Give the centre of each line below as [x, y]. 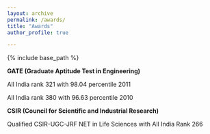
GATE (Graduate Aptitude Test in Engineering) [74, 71]
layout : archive [30, 13]
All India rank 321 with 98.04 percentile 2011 [69, 84]
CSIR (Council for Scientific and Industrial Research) [83, 111]
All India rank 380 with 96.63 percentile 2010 [70, 98]
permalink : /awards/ [37, 20]
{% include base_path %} [43, 58]
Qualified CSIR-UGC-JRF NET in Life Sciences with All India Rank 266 [105, 124]
